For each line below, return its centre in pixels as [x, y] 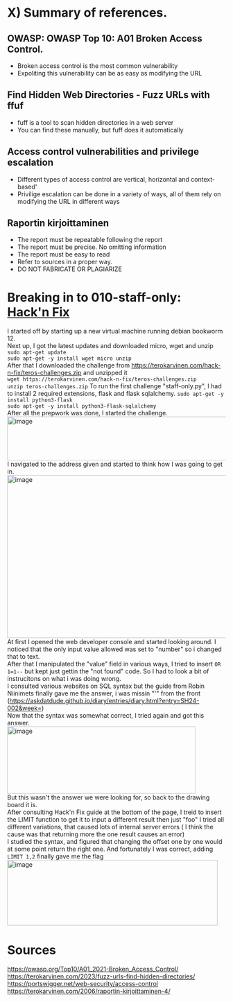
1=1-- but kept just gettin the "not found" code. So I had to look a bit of [108, 671]
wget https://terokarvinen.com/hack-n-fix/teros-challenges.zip [102, 379]
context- [203, 179]
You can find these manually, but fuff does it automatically [100, 130]
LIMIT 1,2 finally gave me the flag [55, 856]
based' [27, 187]
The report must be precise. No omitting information [92, 247]
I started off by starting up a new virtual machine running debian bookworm [115, 331]
